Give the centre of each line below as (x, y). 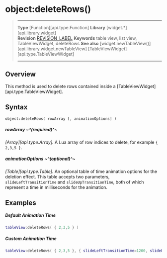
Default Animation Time (31, 215)
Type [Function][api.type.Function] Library (61, 27)
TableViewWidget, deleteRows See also (58, 43)
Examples (21, 203)
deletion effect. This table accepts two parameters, (57, 176)
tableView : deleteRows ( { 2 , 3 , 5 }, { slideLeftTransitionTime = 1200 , (77, 251)
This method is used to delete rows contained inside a (60, 86)
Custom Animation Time (31, 239)
